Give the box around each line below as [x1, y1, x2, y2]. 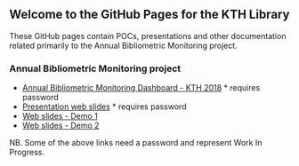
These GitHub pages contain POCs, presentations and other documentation [9, 30, 287, 41]
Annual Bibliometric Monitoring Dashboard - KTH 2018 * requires [21, 83, 261, 93]
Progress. [9, 146, 44, 158]
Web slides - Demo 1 [21, 111, 98, 122]
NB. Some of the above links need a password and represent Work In [9, 138, 263, 148]
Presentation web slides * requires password [21, 101, 187, 112]
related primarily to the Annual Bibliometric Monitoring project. [9, 40, 238, 51]
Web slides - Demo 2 [21, 120, 100, 131]
